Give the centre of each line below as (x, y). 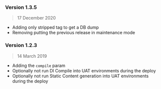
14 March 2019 (32, 56)
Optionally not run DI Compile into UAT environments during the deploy (84, 70)
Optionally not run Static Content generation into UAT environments (80, 76)
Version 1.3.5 (21, 7)
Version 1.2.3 (21, 45)
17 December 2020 (36, 18)
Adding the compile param (39, 66)
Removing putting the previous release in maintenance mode (74, 33)
